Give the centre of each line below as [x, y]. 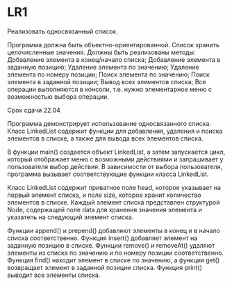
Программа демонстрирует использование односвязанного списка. [109, 123]
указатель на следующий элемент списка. [71, 217]
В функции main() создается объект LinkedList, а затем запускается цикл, [116, 152]
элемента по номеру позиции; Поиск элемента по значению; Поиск [109, 74]
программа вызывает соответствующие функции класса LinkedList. [108, 174]
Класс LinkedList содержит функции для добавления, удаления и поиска [115, 131]
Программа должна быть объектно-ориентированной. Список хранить [114, 45]
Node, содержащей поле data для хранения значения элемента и [105, 209]
